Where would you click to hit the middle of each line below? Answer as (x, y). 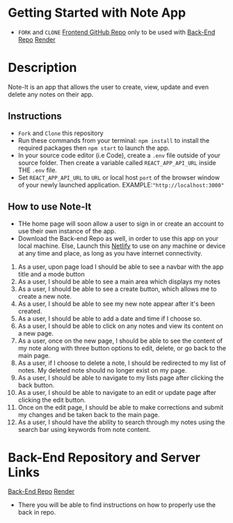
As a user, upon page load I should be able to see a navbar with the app (121, 267)
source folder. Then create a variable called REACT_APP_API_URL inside (117, 162)
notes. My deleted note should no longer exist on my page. (102, 370)
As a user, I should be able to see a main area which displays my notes (119, 281)
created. (30, 311)
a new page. (36, 333)
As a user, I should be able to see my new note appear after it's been (116, 304)
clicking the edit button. (52, 400)
